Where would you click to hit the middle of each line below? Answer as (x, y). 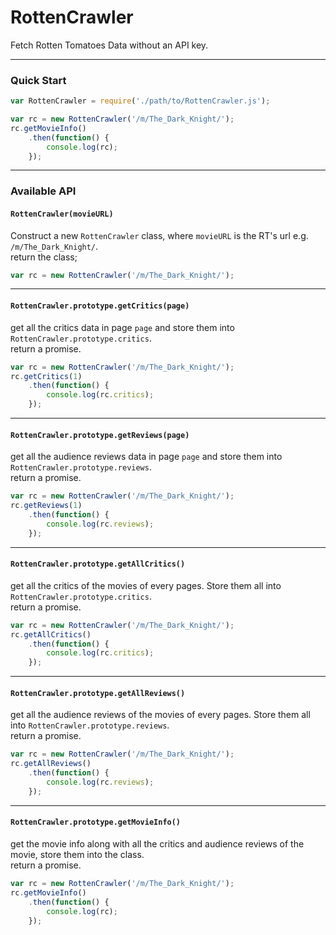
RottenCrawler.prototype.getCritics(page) (100, 306)
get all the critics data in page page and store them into (122, 327)
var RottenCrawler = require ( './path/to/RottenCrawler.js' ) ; (140, 101)
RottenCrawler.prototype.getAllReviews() (98, 693)
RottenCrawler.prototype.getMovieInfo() (96, 822)
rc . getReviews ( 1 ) (46, 506)
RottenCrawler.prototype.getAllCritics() (98, 564)
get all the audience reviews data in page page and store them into (146, 457)
